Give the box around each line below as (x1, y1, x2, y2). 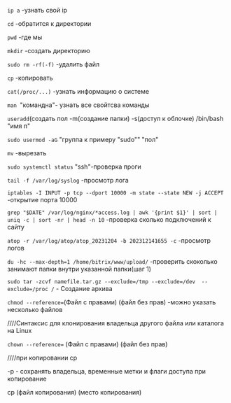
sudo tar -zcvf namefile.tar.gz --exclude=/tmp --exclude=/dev (7, 278, 196, 285)
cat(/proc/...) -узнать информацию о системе (7, 87, 149, 95)
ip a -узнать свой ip (7, 6, 68, 14)
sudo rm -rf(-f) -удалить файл (7, 60, 100, 69)
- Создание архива (55, 285, 113, 292)
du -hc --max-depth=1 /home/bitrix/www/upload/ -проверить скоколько (7, 257, 218, 265)
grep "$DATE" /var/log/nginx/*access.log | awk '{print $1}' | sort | (7, 209, 218, 216)
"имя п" (7, 122, 31, 130)
